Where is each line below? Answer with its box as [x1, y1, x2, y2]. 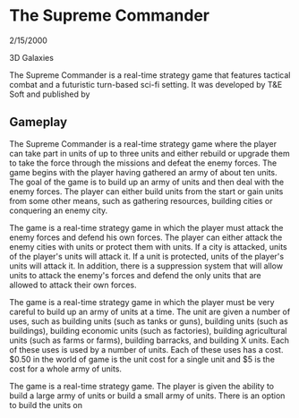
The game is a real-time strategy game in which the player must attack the [9, 222, 284, 233]
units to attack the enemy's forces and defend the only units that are [9, 269, 261, 280]
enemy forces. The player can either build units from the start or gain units [9, 185, 284, 197]
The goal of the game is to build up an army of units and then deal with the [9, 176, 285, 187]
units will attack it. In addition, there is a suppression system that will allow [9, 260, 284, 271]
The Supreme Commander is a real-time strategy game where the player [9, 138, 278, 149]
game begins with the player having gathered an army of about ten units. [9, 166, 278, 177]
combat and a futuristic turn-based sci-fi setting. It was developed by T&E [9, 79, 283, 90]
